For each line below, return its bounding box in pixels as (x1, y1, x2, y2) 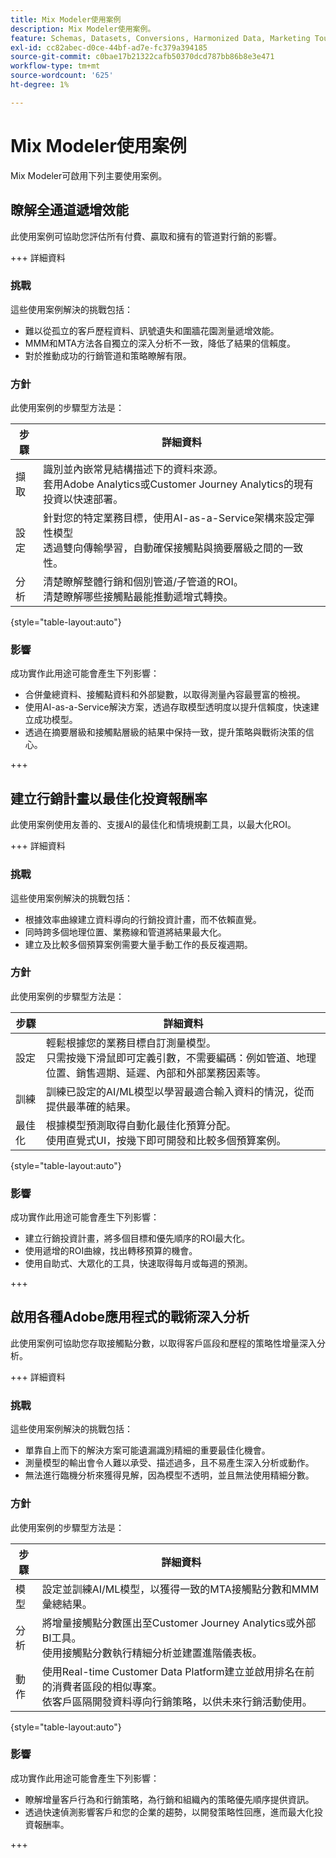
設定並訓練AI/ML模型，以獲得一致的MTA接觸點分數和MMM (41, 1582, 320, 1596)
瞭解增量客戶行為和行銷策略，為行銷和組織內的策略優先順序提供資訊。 (24, 1793, 315, 1805)
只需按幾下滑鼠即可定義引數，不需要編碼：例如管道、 (46, 1051, 297, 1065)
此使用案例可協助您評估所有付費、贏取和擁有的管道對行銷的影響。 (10, 230, 282, 242)
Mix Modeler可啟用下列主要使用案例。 (10, 169, 168, 181)
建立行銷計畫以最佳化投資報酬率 (10, 790, 208, 807)
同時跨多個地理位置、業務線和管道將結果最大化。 (24, 926, 227, 938)
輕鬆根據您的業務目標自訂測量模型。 (46, 1036, 217, 1050)
